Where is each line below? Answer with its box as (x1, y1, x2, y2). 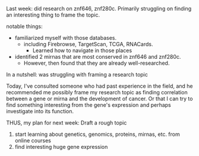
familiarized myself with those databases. (14, 34, 117, 41)
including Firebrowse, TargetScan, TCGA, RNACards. (23, 41, 153, 47)
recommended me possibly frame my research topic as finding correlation (6, 89, 188, 95)
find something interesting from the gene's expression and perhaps (6, 101, 171, 109)
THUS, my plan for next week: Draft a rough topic (6, 119, 127, 126)
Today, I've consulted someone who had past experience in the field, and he (6, 82, 193, 90)
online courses (14, 137, 52, 144)
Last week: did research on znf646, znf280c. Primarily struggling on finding (6, 5, 192, 12)
